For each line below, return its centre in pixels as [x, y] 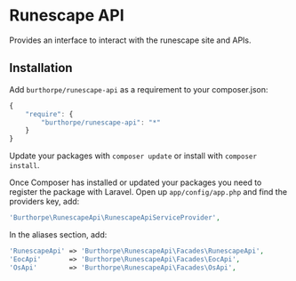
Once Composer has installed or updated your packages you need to [136, 182]
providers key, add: [44, 202]
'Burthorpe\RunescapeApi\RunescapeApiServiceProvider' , [115, 218]
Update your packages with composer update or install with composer [133, 156]
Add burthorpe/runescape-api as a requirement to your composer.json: [139, 89]
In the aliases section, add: [58, 235]
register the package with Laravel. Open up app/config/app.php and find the [148, 192]
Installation [41, 68]
